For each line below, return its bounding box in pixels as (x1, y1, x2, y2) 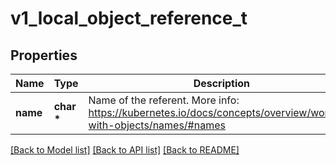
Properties (10, 47, 78, 64)
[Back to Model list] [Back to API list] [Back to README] (10, 144, 240, 156)
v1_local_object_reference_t (10, 7, 248, 30)
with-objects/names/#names (88, 118, 226, 132)
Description (193, 77, 251, 90)
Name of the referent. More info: (88, 93, 240, 107)
